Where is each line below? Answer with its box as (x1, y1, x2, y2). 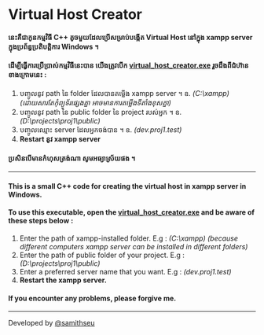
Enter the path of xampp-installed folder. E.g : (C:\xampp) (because (19, 234, 238, 243)
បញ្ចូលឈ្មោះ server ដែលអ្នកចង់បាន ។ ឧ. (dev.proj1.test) (19, 124, 182, 134)
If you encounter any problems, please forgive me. (8, 293, 177, 303)
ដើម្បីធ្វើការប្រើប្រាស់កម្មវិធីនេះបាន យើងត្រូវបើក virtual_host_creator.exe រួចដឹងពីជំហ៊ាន (8, 61, 249, 70)
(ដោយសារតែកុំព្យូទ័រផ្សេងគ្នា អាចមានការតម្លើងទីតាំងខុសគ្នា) (19, 98, 171, 107)
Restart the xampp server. (19, 275, 108, 285)
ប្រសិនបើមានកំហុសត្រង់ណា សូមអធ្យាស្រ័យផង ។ (8, 153, 136, 163)
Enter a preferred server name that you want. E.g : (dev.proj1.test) (19, 267, 232, 276)
